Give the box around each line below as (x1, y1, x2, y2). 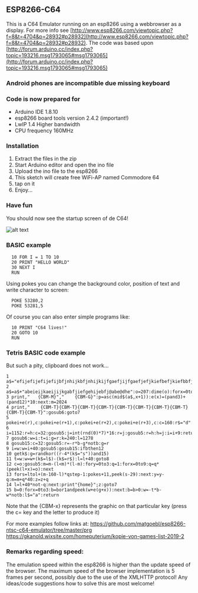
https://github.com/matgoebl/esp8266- (90, 520, 186, 528)
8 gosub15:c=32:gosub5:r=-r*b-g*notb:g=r (6, 441, 110, 447)
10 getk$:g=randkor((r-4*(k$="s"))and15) (6, 451, 110, 457)
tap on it (14, 180, 35, 188)
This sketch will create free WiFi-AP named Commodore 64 (14, 174, 159, 181)
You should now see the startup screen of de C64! (6, 215, 128, 222)
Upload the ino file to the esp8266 (14, 168, 98, 175)
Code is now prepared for (6, 94, 81, 103)
